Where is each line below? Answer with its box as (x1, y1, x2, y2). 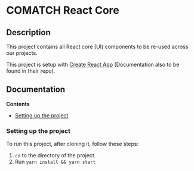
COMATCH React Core (6, 4, 119, 17)
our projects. (6, 49, 38, 57)
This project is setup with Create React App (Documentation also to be (6, 61, 180, 68)
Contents (6, 100, 30, 107)
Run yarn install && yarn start (14, 158, 96, 166)
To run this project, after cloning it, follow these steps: (6, 141, 139, 148)
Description (6, 27, 51, 38)
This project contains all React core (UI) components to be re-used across (6, 43, 189, 50)
